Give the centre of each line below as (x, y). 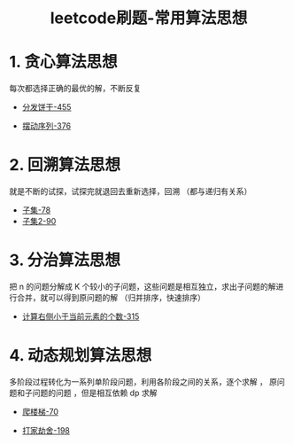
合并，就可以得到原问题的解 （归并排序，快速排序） (111, 297)
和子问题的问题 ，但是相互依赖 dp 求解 (87, 393)
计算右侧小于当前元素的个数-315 (81, 316)
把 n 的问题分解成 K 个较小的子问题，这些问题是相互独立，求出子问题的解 (143, 286)
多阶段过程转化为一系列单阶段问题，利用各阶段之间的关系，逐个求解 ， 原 (143, 381)
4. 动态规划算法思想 (81, 356)
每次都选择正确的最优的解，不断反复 (75, 89)
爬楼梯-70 (40, 411)
